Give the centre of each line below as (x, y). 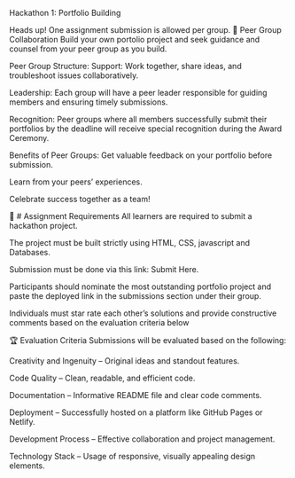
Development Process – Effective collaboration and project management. (142, 439)
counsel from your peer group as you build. (88, 49)
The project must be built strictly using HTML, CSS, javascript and (130, 243)
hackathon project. (43, 226)
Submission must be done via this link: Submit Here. (104, 269)
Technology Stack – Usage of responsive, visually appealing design (132, 456)
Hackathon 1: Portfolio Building (65, 13)
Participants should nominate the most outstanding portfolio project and (140, 286)
